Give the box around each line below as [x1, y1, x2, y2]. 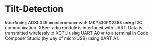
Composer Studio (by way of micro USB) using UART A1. [5, 35, 119, 41]
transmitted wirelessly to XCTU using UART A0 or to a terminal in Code [5, 30, 149, 36]
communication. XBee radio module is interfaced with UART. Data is [5, 24, 143, 30]
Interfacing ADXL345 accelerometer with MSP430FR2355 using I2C [5, 20, 143, 25]
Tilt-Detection [5, 3, 64, 15]
